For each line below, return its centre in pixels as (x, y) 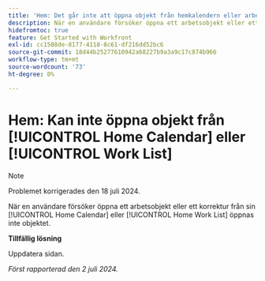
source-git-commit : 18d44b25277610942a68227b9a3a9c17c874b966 (112, 52)
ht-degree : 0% (32, 74)
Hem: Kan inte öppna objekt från (116, 120)
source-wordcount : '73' (47, 67)
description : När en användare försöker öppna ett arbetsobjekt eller (127, 23)
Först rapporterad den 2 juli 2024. (63, 268)
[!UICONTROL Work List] (90, 154)
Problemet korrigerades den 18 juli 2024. (74, 191)
